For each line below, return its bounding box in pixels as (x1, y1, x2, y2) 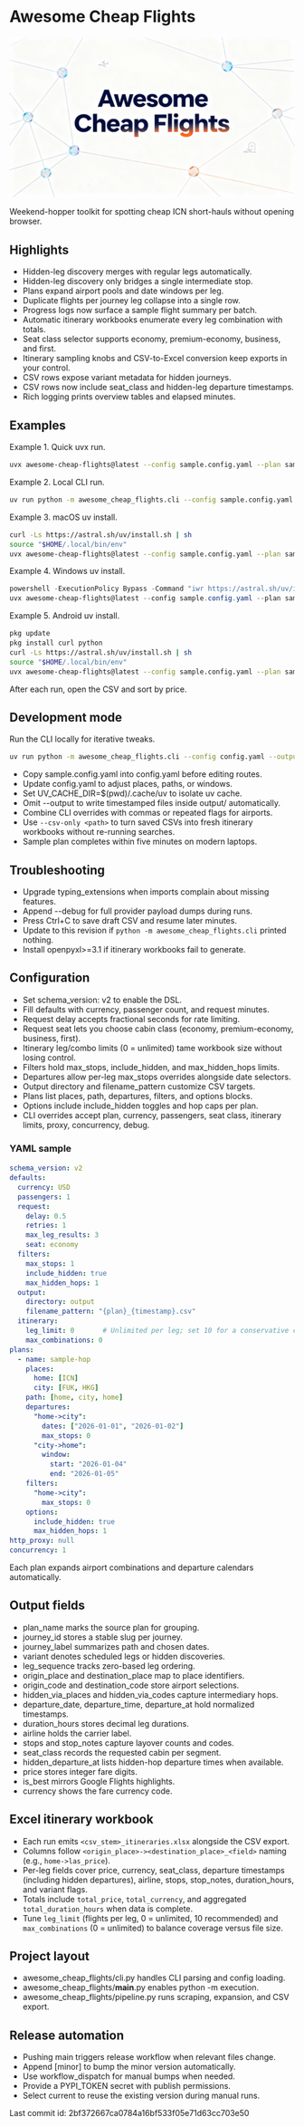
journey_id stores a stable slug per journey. (22, 1632, 184, 1642)
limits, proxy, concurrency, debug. (22, 1119, 150, 1130)
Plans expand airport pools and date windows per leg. (22, 285, 224, 296)
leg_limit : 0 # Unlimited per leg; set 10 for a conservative (25, 1326, 290, 1336)
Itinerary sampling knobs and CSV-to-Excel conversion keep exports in (22, 353, 288, 364)
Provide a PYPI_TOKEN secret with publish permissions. (22, 2081, 231, 2092)
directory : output (25, 1298, 95, 1307)
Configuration (9, 971, 90, 986)
